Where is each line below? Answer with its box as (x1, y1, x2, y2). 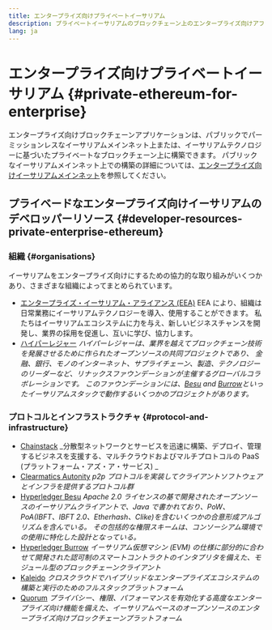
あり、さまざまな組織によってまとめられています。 (8, 281, 176, 290)
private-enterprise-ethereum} (8, 224, 164, 239)
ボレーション (19, 379, 63, 389)
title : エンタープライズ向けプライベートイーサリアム (8, 11, 166, 20)
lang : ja (8, 27, 38, 35)
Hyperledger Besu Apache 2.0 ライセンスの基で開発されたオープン (19, 492, 244, 502)
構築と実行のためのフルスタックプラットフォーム (19, 583, 184, 593)
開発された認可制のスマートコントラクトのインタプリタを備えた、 (34, 552, 255, 563)
